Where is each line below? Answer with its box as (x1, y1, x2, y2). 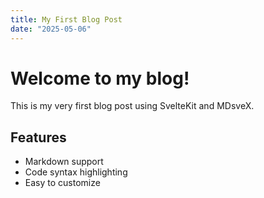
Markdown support (24, 156, 104, 168)
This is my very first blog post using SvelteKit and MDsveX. (10, 100, 255, 112)
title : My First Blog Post (10, 14, 123, 25)
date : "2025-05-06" (10, 24, 92, 34)
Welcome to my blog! (10, 67, 190, 90)
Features (10, 129, 67, 146)
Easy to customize (24, 177, 101, 189)
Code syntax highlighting (24, 166, 128, 178)
